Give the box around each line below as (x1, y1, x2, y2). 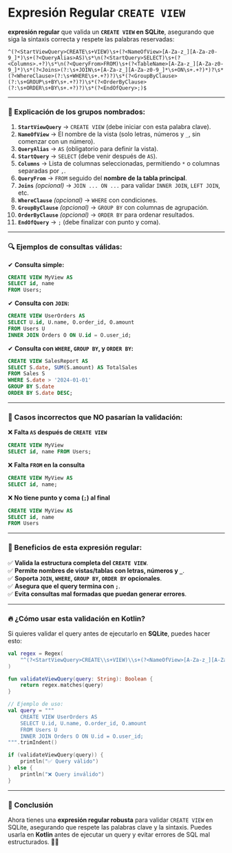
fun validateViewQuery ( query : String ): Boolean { (8, 675, 154, 683)
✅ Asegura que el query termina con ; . (8, 582, 120, 590)
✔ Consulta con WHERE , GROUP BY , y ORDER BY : (8, 344, 134, 353)
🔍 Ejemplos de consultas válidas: (8, 242, 123, 252)
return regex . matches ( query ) (20, 682, 104, 689)
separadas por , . (17, 167, 66, 175)
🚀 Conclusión (8, 800, 54, 810)
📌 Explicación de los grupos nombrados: (8, 107, 146, 117)
